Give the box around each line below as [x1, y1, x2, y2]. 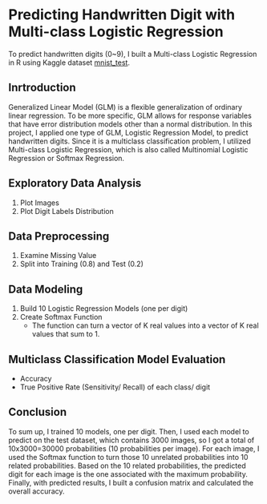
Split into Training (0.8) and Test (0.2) [19, 259, 144, 269]
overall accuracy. [8, 486, 66, 496]
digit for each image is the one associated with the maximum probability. [8, 469, 249, 478]
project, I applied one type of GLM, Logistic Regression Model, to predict [8, 127, 249, 137]
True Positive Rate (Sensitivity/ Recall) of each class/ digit [19, 382, 211, 392]
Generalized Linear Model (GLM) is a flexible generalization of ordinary [8, 102, 243, 111]
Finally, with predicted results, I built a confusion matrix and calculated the [8, 478, 254, 487]
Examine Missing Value [19, 251, 97, 260]
